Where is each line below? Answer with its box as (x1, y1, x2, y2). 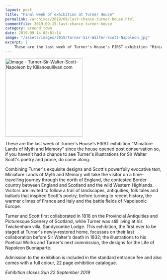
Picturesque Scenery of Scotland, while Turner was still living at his (5, 218, 143, 224)
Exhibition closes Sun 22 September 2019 (5, 269, 90, 275)
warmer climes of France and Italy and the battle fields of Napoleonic (5, 198, 147, 204)
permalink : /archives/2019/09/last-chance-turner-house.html (5, 16, 135, 21)
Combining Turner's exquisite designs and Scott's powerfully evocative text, (5, 166, 162, 172)
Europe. (5, 203, 21, 209)
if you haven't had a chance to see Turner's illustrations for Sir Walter (5, 151, 147, 157)
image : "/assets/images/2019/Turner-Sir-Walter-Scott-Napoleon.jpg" (5, 35, 150, 40)
